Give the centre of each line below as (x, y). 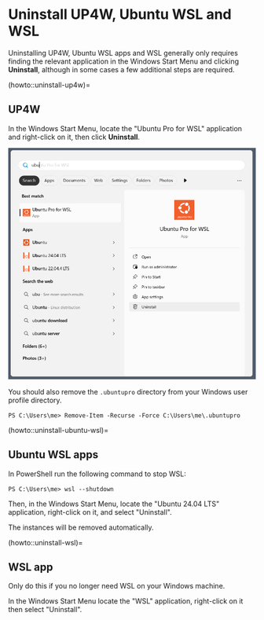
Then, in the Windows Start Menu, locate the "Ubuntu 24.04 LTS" (114, 504)
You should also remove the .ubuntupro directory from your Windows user (128, 391)
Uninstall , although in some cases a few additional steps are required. (121, 69)
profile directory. (35, 400)
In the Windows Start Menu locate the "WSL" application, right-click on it (126, 601)
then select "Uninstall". (45, 610)
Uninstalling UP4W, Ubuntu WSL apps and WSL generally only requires (123, 53)
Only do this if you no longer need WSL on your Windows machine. (117, 586)
